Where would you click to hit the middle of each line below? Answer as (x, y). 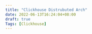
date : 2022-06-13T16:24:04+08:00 (41, 14)
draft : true (18, 19)
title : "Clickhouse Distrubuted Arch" (46, 10)
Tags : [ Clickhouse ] (26, 24)
